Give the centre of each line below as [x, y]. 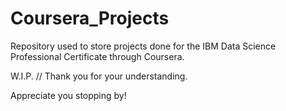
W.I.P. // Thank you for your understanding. [99, 76]
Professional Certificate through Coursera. [97, 56]
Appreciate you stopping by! [68, 95]
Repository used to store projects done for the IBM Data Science [143, 46]
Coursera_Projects [90, 18]
